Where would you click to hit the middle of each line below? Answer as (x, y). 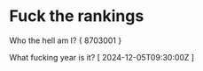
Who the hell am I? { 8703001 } (66, 40)
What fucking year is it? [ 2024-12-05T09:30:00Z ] (102, 57)
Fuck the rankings (77, 16)
